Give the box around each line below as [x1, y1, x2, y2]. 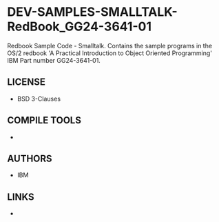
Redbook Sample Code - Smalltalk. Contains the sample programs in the [7, 41, 212, 50]
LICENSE [7, 77, 46, 88]
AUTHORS [7, 152, 53, 164]
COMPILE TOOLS [7, 114, 81, 126]
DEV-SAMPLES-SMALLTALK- [7, 4, 178, 20]
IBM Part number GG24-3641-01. [7, 56, 101, 64]
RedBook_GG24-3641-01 [7, 19, 152, 34]
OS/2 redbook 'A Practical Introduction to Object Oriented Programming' [7, 49, 212, 57]
